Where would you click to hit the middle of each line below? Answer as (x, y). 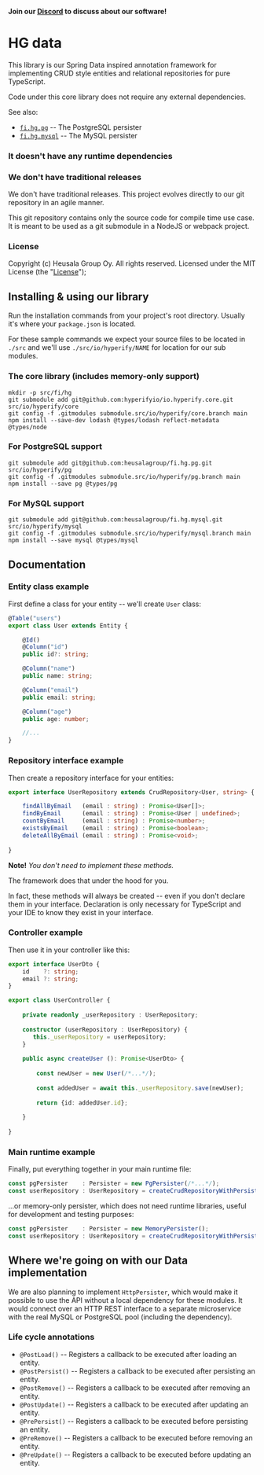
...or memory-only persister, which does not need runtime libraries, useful (127, 1205)
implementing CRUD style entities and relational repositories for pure (119, 73)
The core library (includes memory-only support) (104, 377)
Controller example (46, 932)
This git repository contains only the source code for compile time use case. (132, 218)
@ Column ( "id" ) (45, 647)
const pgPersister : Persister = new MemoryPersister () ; (109, 1229)
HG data (35, 43)
